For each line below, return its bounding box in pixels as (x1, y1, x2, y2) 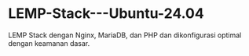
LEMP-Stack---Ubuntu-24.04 (8, 5, 204, 23)
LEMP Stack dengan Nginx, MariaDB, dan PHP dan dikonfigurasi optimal (8, 30, 242, 40)
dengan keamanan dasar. (8, 38, 90, 47)
